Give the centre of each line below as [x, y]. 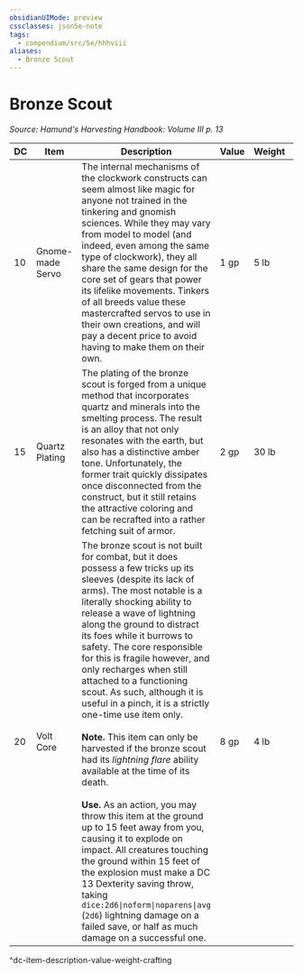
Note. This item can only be [140, 737]
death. [95, 782]
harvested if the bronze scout [144, 748]
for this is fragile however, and [146, 657]
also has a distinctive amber [141, 452]
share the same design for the [145, 268]
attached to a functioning [135, 680]
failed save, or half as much [140, 926]
